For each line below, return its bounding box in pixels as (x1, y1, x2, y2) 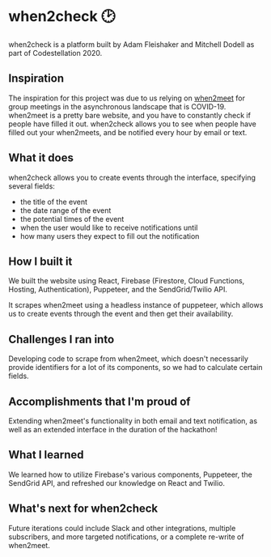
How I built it (8, 254, 73, 268)
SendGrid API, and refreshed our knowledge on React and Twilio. (8, 478, 225, 487)
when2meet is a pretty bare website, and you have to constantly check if (8, 110, 251, 120)
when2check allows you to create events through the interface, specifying (8, 172, 256, 182)
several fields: (8, 181, 55, 191)
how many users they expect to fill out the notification (19, 231, 200, 240)
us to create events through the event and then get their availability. (8, 309, 234, 319)
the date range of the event (19, 205, 112, 215)
